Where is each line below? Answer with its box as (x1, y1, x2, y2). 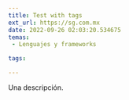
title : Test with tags (8, 11, 83, 20)
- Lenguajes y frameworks (11, 41, 97, 48)
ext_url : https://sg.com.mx (8, 19, 101, 27)
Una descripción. (8, 83, 64, 92)
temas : (8, 33, 30, 41)
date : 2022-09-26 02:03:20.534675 (8, 26, 122, 34)
